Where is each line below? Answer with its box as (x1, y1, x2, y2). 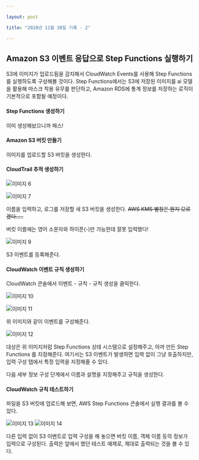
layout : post (6, 14, 39, 20)
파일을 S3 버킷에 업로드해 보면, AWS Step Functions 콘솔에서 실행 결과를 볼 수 (6, 400, 189, 407)
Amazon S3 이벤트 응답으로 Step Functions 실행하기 (6, 53, 193, 63)
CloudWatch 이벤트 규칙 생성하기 (6, 266, 84, 273)
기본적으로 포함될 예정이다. (6, 93, 68, 100)
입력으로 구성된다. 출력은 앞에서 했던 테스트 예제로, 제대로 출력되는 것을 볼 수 (6, 440, 184, 447)
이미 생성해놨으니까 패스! (6, 122, 64, 129)
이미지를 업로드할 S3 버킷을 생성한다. (6, 151, 92, 158)
